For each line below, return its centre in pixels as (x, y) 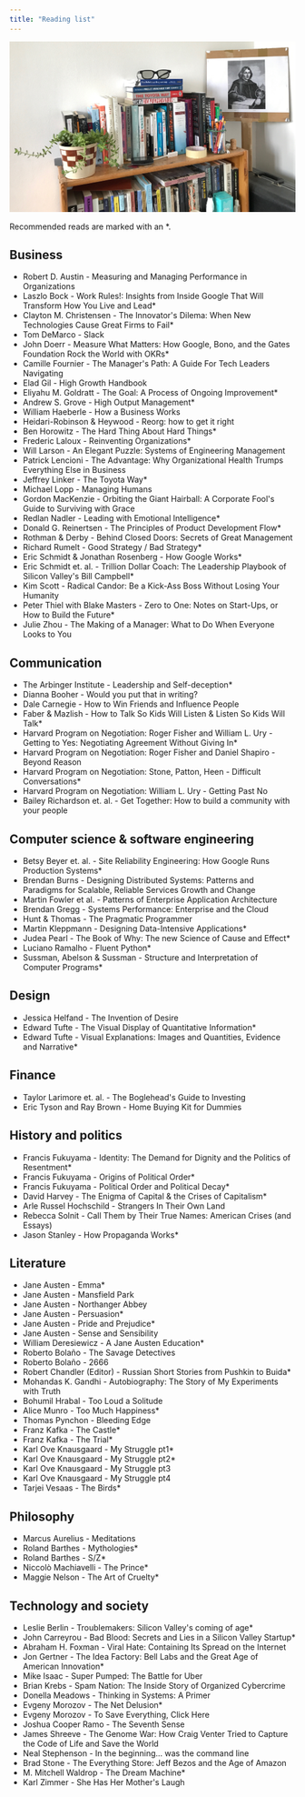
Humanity (40, 596)
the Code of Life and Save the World (90, 1743)
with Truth (42, 1391)
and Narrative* (50, 1047)
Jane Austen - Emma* (64, 1285)
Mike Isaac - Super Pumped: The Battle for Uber (113, 1676)
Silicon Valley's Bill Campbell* (78, 577)
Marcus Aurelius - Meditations (79, 1539)
